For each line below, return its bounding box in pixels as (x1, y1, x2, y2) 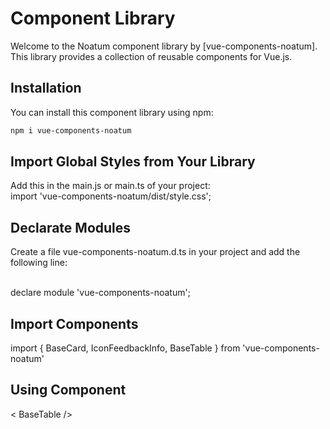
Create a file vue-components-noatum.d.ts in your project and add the (10, 246, 301, 258)
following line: (10, 257, 68, 269)
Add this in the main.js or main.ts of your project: (10, 180, 211, 192)
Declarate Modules (10, 219, 132, 236)
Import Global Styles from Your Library (10, 153, 256, 171)
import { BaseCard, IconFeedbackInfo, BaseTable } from (10, 342, 241, 354)
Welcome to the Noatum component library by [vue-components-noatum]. (10, 40, 318, 52)
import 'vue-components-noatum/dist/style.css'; (10, 190, 212, 202)
